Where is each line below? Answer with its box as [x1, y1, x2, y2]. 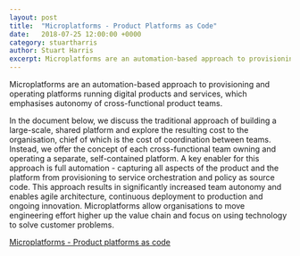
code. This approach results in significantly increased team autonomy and [9, 182, 282, 192]
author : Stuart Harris [9, 46, 94, 55]
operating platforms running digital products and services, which [9, 88, 247, 99]
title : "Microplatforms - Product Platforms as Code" [9, 21, 218, 30]
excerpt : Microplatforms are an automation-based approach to [9, 54, 246, 63]
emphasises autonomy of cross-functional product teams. [9, 98, 223, 108]
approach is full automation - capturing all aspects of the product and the [9, 162, 279, 173]
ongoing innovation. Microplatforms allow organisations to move [9, 201, 246, 211]
